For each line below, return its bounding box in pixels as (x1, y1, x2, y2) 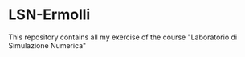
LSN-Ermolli (8, 6, 91, 24)
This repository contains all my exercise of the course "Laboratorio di (8, 32, 238, 42)
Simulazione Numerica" (8, 40, 87, 50)
